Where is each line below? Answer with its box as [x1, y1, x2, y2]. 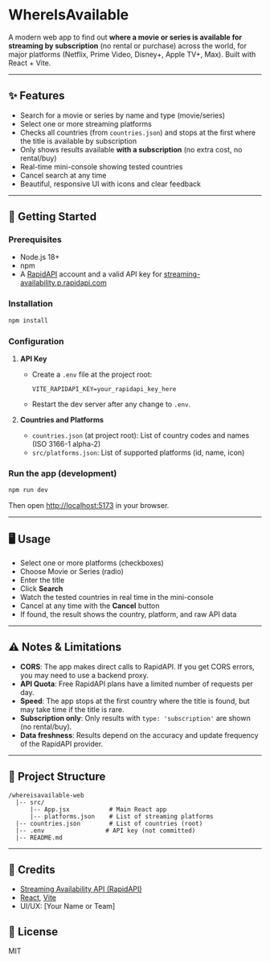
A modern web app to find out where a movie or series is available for [8, 32, 243, 42]
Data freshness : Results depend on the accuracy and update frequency [19, 730, 259, 739]
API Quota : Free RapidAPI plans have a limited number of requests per [19, 679, 253, 689]
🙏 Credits [8, 863, 56, 877]
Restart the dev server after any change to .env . [31, 399, 191, 409]
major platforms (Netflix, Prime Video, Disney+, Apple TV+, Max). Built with [8, 49, 256, 59]
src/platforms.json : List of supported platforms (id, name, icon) [31, 448, 245, 457]
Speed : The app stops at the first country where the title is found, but [19, 696, 251, 706]
